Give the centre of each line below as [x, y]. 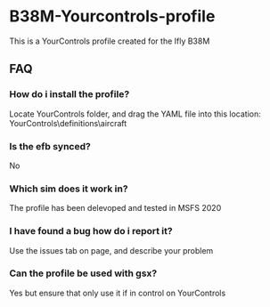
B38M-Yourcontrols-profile [112, 16]
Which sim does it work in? [69, 189]
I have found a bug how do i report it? [91, 231]
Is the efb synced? [50, 146]
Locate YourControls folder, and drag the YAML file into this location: [135, 114]
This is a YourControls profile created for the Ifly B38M [110, 41]
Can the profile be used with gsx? [83, 273]
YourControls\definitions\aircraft [68, 123]
